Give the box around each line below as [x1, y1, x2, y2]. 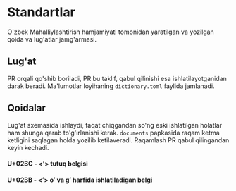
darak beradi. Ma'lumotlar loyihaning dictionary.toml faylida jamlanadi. [7, 82, 215, 90]
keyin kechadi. [7, 143, 49, 152]
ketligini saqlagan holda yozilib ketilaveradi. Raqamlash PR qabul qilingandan [7, 135, 230, 144]
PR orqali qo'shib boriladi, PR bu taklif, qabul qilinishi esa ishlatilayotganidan [7, 74, 227, 82]
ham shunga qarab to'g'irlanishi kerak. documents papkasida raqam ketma [7, 128, 220, 137]
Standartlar [7, 4, 75, 20]
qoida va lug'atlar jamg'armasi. [7, 35, 97, 43]
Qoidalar [7, 102, 46, 114]
